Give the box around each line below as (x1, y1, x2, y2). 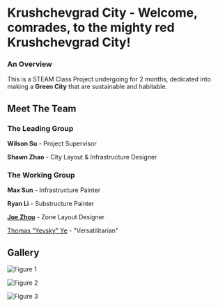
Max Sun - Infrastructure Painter (7, 186, 101, 194)
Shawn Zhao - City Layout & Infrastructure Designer (7, 153, 157, 162)
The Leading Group (7, 123, 74, 133)
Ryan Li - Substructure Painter (7, 200, 95, 208)
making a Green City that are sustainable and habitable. (7, 82, 168, 91)
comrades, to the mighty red (7, 19, 176, 36)
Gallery (7, 246, 40, 258)
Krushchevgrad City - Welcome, (7, 5, 198, 21)
